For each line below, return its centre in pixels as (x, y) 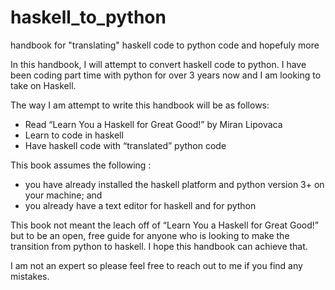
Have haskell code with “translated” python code (125, 145)
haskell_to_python (88, 17)
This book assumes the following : (81, 165)
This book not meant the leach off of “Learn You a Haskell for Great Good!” (165, 225)
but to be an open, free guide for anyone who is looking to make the (150, 235)
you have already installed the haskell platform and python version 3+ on (174, 184)
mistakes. (30, 276)
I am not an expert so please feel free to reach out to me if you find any (156, 265)
